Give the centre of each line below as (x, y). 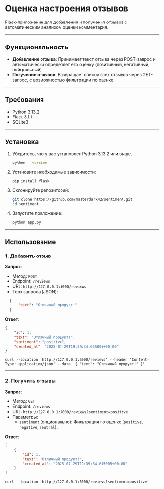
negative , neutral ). (39, 427)
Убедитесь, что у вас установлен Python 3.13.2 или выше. (72, 154)
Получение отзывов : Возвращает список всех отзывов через (77, 74)
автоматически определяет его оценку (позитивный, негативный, (81, 64)
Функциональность (37, 47)
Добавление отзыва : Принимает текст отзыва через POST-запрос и (84, 59)
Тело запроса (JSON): (35, 292)
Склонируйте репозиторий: (41, 190)
